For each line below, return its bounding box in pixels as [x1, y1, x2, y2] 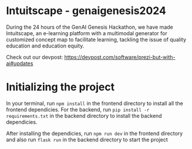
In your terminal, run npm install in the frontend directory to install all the [6, 100, 183, 107]
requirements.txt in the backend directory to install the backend [6, 112, 163, 119]
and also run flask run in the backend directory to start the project [6, 136, 169, 143]
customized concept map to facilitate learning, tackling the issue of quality [6, 36, 187, 43]
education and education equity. [6, 42, 85, 49]
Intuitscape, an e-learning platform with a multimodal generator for [6, 29, 167, 36]
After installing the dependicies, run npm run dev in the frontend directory [6, 130, 183, 137]
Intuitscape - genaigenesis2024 [6, 4, 166, 18]
